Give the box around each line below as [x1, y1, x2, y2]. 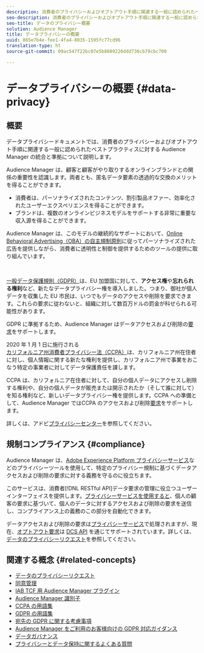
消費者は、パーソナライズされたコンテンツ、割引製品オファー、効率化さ [15, 194, 196, 201]
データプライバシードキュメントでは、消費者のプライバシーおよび [6, 138, 171, 145]
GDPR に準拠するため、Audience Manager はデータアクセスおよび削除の [6, 320, 188, 328]
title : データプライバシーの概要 [6, 32, 80, 38]
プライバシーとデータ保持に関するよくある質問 [15, 640, 132, 648]
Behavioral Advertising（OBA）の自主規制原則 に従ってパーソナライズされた [6, 237, 196, 245]
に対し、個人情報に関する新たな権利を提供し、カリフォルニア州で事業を [6, 356, 187, 363]
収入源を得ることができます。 [15, 217, 90, 224]
